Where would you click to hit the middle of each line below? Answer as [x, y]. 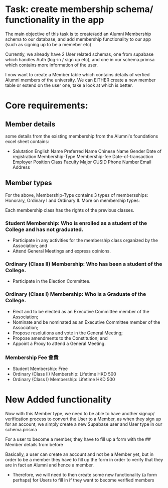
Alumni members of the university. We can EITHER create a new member [80, 80]
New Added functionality [58, 400]
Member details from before [34, 444]
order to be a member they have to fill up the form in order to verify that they [84, 459]
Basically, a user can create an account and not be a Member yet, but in [79, 454]
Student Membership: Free [40, 369]
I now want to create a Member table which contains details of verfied [77, 74]
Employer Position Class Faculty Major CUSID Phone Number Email [82, 162]
